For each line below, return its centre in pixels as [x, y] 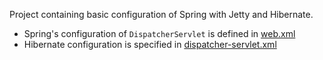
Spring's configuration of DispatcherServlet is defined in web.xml [159, 33]
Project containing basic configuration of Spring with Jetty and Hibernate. [161, 14]
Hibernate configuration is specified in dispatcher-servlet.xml [150, 44]
